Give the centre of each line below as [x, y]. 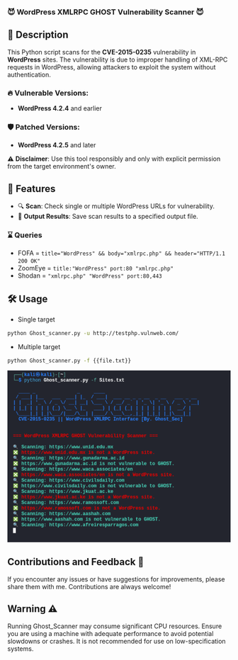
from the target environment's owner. [62, 166]
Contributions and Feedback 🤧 [76, 562]
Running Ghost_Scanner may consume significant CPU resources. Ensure [115, 626]
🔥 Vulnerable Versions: [48, 93]
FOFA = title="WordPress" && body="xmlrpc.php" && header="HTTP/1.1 [121, 253]
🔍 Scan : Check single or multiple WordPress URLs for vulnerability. [116, 206]
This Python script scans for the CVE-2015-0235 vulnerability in [102, 52]
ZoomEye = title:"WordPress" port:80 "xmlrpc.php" [96, 268]
